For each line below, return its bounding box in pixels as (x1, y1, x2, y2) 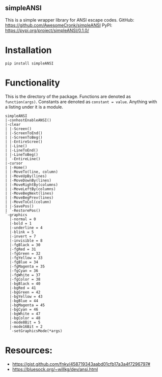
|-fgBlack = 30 (9, 242, 41, 247)
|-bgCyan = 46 (9, 307, 38, 312)
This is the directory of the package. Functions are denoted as (5, 93, 131, 99)
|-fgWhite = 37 (9, 272, 41, 277)
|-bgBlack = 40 (9, 281, 41, 286)
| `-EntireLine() (5, 156, 41, 161)
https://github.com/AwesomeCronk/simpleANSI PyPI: (5, 22, 112, 28)
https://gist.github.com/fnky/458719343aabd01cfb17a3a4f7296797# (12, 361, 151, 367)
